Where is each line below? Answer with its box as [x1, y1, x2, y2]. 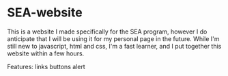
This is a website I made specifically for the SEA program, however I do [7, 27, 208, 36]
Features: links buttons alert [7, 62, 85, 71]
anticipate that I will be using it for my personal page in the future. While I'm [7, 34, 220, 42]
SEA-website [7, 5, 83, 21]
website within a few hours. [7, 49, 85, 58]
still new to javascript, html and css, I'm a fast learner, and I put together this [7, 42, 222, 50]
